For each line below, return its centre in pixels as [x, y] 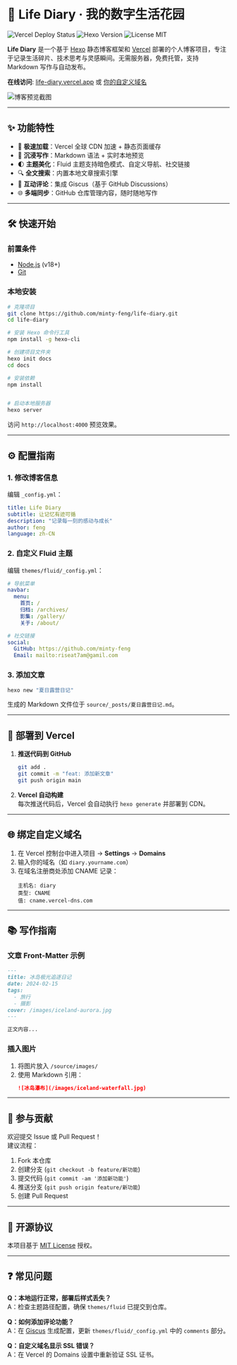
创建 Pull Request [43, 1196]
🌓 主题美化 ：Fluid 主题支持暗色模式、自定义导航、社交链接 [104, 164]
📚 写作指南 [32, 931]
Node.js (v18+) [39, 265]
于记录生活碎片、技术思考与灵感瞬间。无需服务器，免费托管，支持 [103, 58]
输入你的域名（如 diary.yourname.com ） [75, 862]
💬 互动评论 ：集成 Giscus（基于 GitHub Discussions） [95, 184]
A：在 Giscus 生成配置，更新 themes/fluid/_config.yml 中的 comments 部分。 [119, 1330]
